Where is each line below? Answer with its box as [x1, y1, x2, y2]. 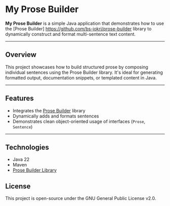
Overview [5, 51, 37, 59]
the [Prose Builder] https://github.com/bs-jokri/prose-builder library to [5, 25, 152, 31]
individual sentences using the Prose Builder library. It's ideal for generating [5, 69, 163, 75]
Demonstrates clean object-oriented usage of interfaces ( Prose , [12, 118, 146, 125]
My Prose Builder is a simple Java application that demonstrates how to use [5, 20, 164, 26]
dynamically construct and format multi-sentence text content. [5, 31, 136, 37]
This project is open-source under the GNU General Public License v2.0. [5, 195, 156, 201]
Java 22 [12, 156, 30, 162]
